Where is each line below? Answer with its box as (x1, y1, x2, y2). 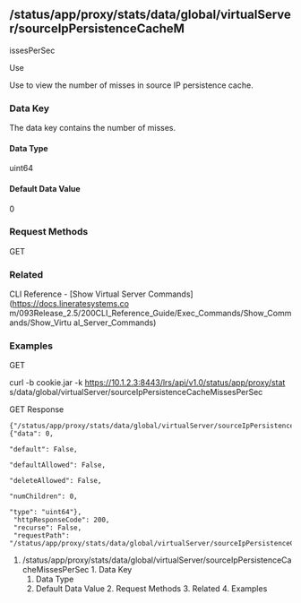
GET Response (9, 404, 64, 415)
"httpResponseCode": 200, (13, 515, 110, 525)
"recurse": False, (13, 523, 82, 532)
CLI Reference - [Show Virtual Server (9, 289, 146, 299)
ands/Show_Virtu (9, 317, 72, 328)
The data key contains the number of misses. (9, 123, 176, 134)
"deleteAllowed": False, (9, 477, 102, 486)
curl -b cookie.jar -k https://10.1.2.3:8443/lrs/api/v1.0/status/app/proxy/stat (9, 377, 286, 388)
